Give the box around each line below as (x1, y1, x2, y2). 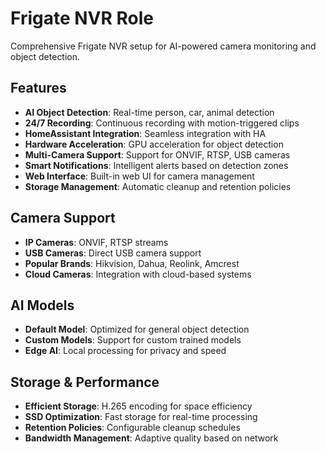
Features (10, 80, 67, 97)
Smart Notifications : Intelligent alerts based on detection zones (24, 159, 289, 171)
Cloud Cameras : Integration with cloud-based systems (24, 268, 252, 280)
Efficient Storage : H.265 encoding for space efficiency (24, 400, 253, 412)
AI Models (10, 297, 75, 314)
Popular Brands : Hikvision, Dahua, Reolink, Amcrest (24, 257, 240, 269)
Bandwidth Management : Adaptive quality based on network (24, 432, 279, 444)
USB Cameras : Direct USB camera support (24, 247, 202, 259)
